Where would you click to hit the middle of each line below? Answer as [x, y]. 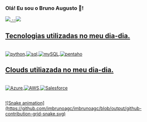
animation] [33, 103]
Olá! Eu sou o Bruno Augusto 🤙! [44, 8]
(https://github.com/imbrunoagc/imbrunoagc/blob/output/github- [73, 108]
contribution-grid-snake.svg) [35, 113]
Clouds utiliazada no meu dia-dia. [60, 70]
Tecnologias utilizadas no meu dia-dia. [68, 36]
